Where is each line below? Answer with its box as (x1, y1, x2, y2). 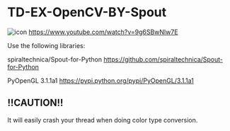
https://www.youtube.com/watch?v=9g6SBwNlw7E (28, 28, 178, 36)
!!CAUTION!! (7, 97, 64, 109)
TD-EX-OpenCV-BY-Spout (7, 4, 167, 21)
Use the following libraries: (7, 41, 86, 50)
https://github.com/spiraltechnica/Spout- (103, 55, 224, 64)
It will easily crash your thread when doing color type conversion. (7, 115, 198, 124)
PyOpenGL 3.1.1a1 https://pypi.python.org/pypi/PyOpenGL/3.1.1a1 (7, 76, 195, 85)
